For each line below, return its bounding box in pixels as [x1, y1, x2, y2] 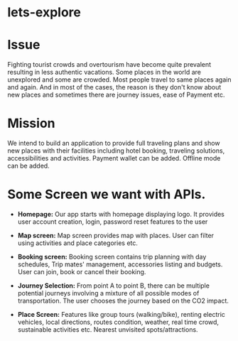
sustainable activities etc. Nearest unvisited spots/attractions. [17, 325, 198, 334]
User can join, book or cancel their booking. [17, 268, 146, 276]
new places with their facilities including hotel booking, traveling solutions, [7, 146, 225, 155]
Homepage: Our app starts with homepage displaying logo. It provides [17, 210, 225, 218]
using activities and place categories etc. [17, 239, 139, 247]
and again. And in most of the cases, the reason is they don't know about [7, 83, 222, 92]
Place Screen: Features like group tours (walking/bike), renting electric [17, 310, 226, 318]
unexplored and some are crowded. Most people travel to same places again [7, 75, 232, 84]
